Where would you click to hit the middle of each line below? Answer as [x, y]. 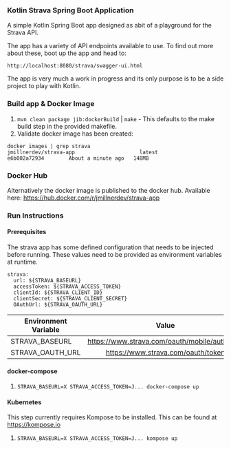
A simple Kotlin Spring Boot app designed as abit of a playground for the [109, 25]
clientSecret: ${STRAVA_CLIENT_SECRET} [70, 299]
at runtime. [22, 262]
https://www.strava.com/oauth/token [165, 353]
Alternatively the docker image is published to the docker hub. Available [109, 190]
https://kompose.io [34, 425]
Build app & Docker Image [51, 104]
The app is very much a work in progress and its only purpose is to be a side [115, 79]
